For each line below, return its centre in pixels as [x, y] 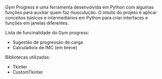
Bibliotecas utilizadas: [28, 57]
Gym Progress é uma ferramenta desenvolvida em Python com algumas [79, 7]
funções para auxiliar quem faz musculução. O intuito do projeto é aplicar [81, 12]
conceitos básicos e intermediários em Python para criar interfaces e [76, 18]
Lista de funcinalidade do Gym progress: [47, 33]
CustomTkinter [28, 72]
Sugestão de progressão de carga [48, 42]
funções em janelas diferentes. [37, 23]
